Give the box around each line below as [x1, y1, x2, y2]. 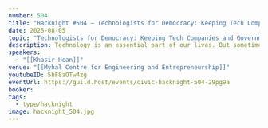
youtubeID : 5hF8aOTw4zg [8, 71, 88, 79]
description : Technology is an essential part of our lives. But [8, 41, 230, 49]
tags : [8, 93, 26, 101]
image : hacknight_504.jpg [8, 108, 94, 116]
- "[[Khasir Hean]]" [15, 56, 84, 64]
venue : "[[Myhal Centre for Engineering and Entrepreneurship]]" [8, 64, 230, 72]
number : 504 [8, 11, 48, 20]
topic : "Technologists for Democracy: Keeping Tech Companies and [8, 33, 234, 42]
